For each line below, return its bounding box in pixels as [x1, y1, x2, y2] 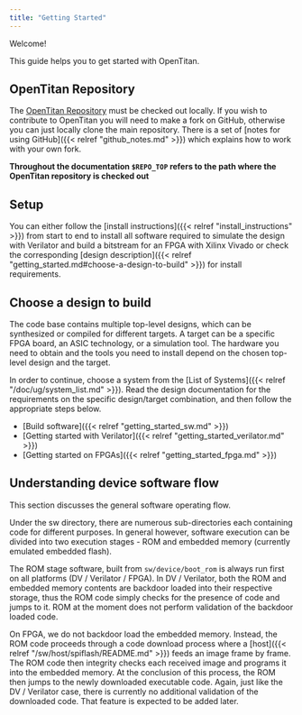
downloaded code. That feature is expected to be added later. [9, 695, 239, 706]
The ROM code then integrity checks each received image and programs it [9, 657, 287, 668]
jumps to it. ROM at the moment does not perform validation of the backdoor [9, 601, 294, 612]
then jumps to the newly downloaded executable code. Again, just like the [9, 676, 284, 687]
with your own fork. [9, 143, 82, 154]
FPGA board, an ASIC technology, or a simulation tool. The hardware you [9, 338, 279, 349]
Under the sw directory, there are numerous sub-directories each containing [9, 517, 293, 527]
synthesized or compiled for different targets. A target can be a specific [9, 328, 275, 339]
